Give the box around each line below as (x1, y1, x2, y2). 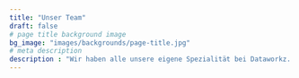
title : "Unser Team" (9, 13, 87, 22)
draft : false (9, 22, 58, 30)
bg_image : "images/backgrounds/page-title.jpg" (9, 38, 191, 48)
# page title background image (9, 30, 127, 39)
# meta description (9, 47, 83, 56)
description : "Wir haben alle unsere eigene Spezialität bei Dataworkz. (9, 55, 292, 64)
